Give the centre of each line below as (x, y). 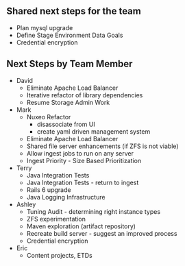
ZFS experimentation (56, 219)
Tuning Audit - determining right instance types (94, 211)
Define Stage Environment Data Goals (70, 35)
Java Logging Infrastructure (66, 197)
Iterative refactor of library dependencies (85, 95)
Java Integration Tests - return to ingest (83, 182)
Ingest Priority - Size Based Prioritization (84, 160)
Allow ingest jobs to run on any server (80, 153)
